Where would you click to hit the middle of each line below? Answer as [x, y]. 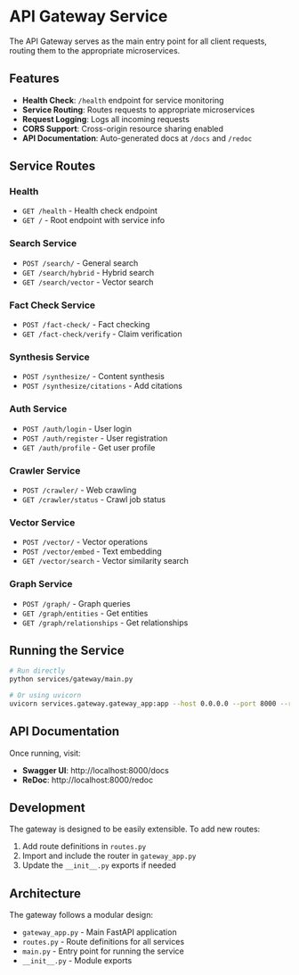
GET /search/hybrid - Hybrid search [88, 272]
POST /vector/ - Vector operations [85, 542]
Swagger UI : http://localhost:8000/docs [95, 770]
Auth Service [38, 409]
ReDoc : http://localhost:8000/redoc [88, 780]
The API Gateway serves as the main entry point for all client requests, [138, 41]
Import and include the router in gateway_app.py [109, 856]
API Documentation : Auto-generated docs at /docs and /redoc [137, 138]
